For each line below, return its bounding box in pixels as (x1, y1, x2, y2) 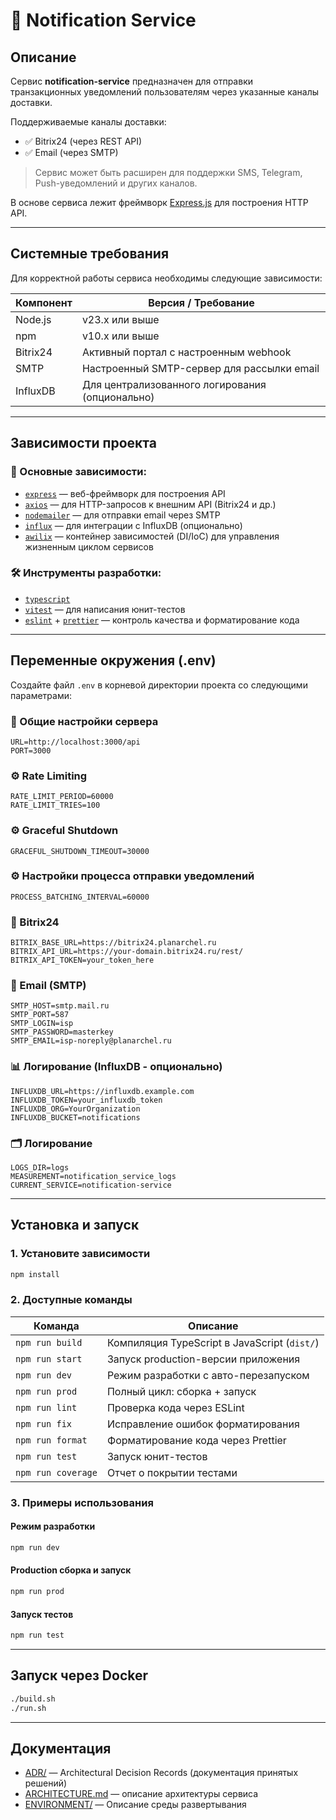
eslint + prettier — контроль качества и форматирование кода (24, 614, 300, 626)
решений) (24, 1777, 68, 1789)
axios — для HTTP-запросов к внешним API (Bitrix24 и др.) (24, 498, 277, 510)
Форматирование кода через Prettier (106, 1433, 287, 1447)
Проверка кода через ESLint (106, 1400, 245, 1414)
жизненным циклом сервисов (24, 540, 154, 553)
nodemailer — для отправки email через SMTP (24, 509, 221, 521)
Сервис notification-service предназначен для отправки (10, 75, 254, 87)
